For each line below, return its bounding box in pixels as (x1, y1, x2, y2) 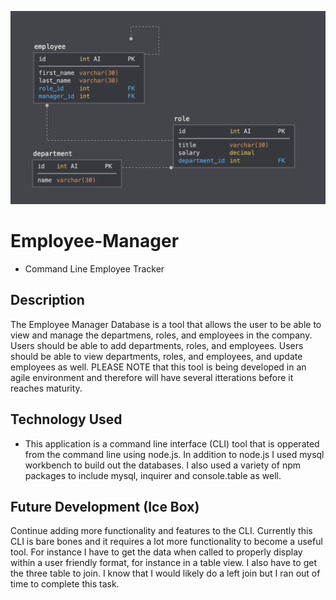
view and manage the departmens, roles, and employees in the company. (10, 329, 313, 341)
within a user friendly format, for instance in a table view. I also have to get (10, 557, 317, 569)
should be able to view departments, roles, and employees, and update (10, 350, 303, 362)
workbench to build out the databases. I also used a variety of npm (24, 459, 301, 471)
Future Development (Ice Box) (10, 499, 200, 516)
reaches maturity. (10, 382, 83, 394)
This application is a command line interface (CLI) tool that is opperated (24, 437, 320, 450)
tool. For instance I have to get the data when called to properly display (10, 546, 303, 558)
